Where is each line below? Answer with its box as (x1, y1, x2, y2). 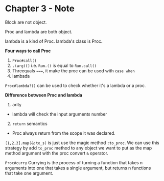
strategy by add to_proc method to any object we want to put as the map (5, 145, 152, 151)
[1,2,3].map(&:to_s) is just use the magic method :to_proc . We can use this (5, 140, 160, 146)
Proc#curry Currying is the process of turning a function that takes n (5, 159, 143, 165)
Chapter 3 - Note (5, 3, 75, 14)
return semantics (12, 121, 47, 126)
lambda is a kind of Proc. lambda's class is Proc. (5, 38, 103, 44)
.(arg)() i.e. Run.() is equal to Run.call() (12, 62, 97, 68)
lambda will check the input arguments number (12, 111, 107, 117)
